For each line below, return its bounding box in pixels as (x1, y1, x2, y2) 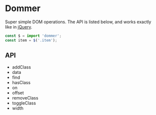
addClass (12, 64, 31, 70)
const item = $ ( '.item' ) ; (5, 38, 57, 43)
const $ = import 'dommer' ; (5, 33, 62, 38)
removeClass (12, 95, 39, 101)
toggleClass (12, 100, 36, 106)
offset (12, 90, 24, 96)
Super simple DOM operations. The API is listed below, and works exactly (5, 19, 152, 25)
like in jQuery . (5, 24, 32, 29)
